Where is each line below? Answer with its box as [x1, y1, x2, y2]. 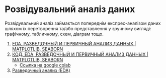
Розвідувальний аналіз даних [5, 4, 135, 15]
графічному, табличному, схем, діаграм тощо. [5, 31, 104, 37]
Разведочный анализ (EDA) [12, 67, 71, 73]
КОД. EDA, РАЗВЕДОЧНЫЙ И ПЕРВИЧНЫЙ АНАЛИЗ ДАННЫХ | [12, 51, 149, 57]
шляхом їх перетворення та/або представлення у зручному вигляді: [5, 25, 151, 31]
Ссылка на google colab [19, 62, 71, 68]
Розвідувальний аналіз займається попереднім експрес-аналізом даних [5, 20, 161, 26]
